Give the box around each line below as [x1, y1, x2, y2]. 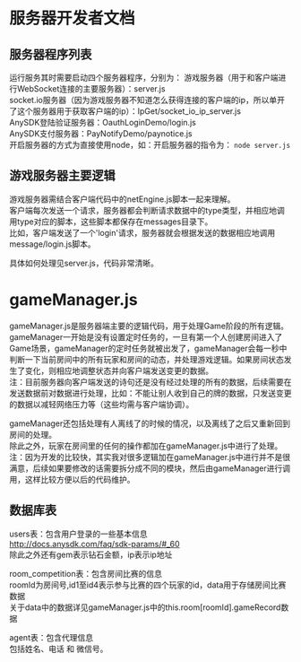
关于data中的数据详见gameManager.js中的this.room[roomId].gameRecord [9, 602, 281, 613]
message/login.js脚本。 [9, 239, 96, 249]
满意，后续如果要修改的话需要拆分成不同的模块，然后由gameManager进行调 [9, 463, 291, 474]
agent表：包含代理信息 [9, 632, 94, 642]
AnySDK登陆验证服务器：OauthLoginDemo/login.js [9, 118, 197, 127]
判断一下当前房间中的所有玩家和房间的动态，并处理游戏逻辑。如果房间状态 [9, 353, 284, 364]
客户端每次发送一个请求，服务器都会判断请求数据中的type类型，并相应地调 [9, 205, 285, 215]
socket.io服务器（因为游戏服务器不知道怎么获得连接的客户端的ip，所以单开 [9, 95, 285, 105]
